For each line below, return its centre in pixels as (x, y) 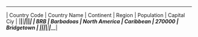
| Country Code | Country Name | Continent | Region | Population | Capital (96, 15)
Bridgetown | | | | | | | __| (32, 28)
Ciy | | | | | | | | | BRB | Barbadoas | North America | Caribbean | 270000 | (92, 21)
